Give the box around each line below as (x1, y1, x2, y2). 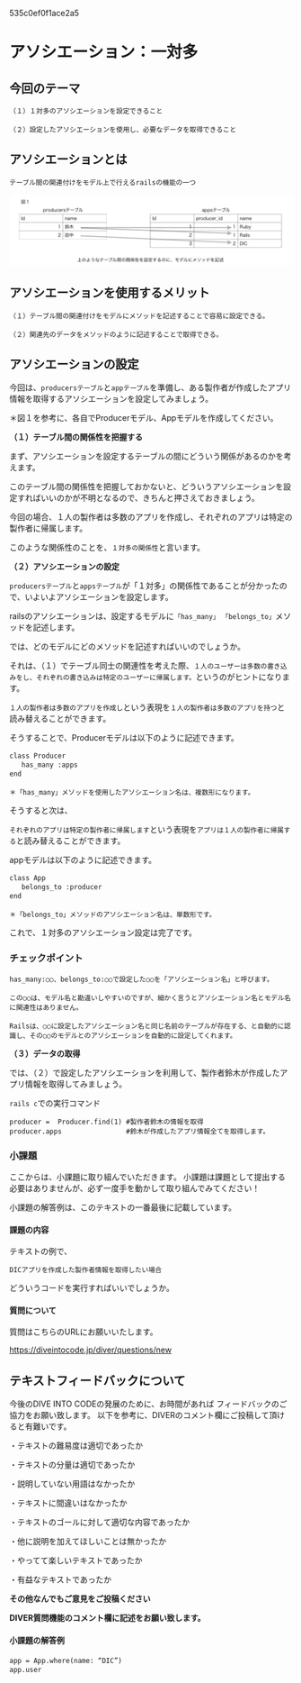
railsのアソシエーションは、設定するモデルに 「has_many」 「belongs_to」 (9, 611, 276, 622)
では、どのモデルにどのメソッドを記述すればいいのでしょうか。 (9, 641, 245, 652)
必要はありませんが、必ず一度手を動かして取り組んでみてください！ (9, 1183, 261, 1194)
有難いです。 (24, 1421, 72, 1432)
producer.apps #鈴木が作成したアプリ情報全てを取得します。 (9, 1126, 270, 1136)
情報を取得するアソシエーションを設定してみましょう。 (9, 394, 214, 405)
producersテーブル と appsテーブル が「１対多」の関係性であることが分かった (9, 580, 280, 591)
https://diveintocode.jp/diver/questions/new (9, 1344, 173, 1355)
